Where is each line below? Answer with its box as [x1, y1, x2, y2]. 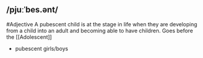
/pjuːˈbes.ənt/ [6, 5, 59, 15]
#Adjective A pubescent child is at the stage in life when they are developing [6, 20, 198, 28]
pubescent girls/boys [15, 45, 68, 52]
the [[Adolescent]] [6, 33, 52, 41]
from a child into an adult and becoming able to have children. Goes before [6, 27, 193, 34]
